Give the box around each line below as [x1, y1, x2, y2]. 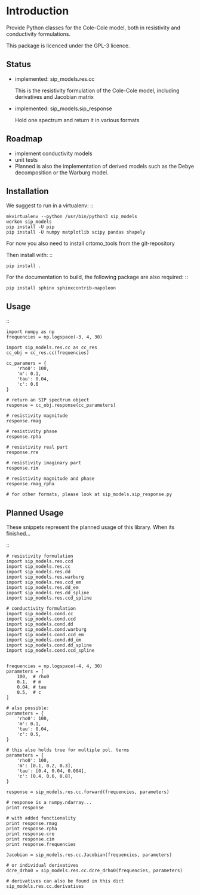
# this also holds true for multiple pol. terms [6, 747, 130, 753]
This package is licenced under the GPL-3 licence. [6, 42, 130, 49]
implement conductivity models [14, 150, 93, 157]
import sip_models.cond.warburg [6, 627, 87, 633]
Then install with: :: [6, 252, 53, 259]
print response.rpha [6, 826, 58, 831]
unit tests [14, 156, 38, 163]
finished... [6, 530, 31, 537]
